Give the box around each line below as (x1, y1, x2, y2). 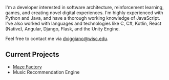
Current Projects (5, 50, 59, 59)
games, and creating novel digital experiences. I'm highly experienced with (5, 10, 163, 16)
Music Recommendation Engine (12, 69, 80, 75)
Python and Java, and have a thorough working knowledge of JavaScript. (5, 15, 160, 21)
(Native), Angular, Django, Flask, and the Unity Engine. (5, 26, 120, 32)
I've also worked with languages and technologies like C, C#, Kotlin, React (5, 20, 162, 26)
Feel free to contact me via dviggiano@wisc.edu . (5, 35, 109, 42)
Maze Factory (12, 63, 42, 70)
